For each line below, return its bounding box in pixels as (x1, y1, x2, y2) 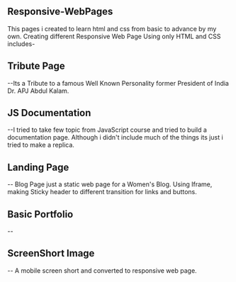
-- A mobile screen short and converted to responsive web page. (7, 266, 197, 275)
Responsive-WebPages (7, 6, 113, 18)
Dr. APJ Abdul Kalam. (7, 86, 69, 95)
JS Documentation (7, 107, 91, 119)
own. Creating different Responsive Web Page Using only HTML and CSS (7, 32, 221, 40)
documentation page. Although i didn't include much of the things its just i (7, 133, 223, 142)
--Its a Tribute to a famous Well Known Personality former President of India (7, 79, 229, 87)
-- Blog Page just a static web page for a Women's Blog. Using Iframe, (7, 180, 213, 188)
